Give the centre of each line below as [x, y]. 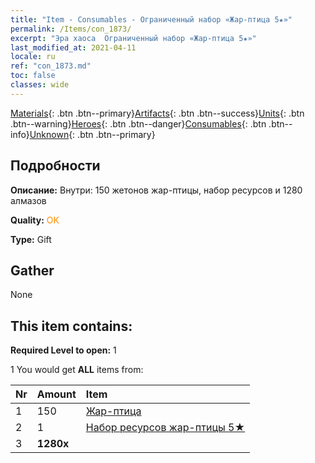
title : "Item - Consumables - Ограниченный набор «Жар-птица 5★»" [151, 19]
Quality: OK [35, 220]
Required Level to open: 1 [63, 350]
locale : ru [33, 57]
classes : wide [40, 85]
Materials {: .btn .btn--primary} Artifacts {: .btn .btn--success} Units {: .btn [157, 113]
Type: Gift [31, 239]
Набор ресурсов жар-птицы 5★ [165, 428]
